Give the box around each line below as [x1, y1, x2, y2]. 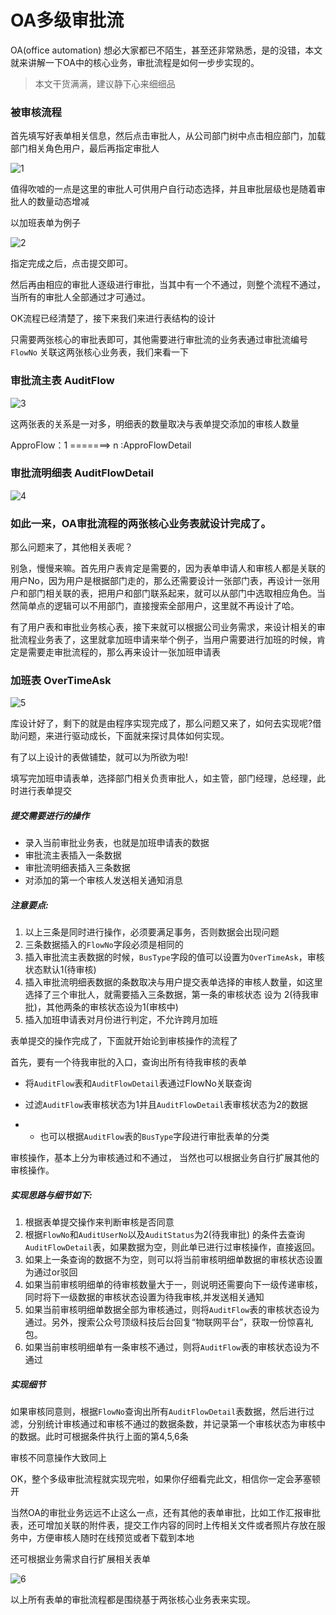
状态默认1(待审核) [24, 964, 97, 976]
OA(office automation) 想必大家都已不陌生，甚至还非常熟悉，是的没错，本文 [10, 44, 323, 56]
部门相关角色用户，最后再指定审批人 [10, 142, 160, 155]
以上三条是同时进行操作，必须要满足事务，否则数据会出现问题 [24, 926, 280, 938]
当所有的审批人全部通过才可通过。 [10, 291, 151, 303]
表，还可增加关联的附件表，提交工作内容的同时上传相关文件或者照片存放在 [10, 1519, 317, 1531]
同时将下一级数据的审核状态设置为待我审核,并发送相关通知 [24, 1291, 265, 1303]
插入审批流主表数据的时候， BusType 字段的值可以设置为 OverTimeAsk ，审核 [24, 951, 325, 963]
